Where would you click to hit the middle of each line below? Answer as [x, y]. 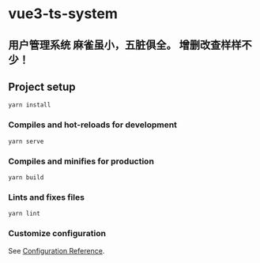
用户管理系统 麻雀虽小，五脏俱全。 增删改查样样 [125, 45]
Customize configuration [57, 234]
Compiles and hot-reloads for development [93, 125]
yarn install [30, 105]
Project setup [42, 86]
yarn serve [26, 141]
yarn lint [24, 214]
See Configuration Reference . [57, 250]
